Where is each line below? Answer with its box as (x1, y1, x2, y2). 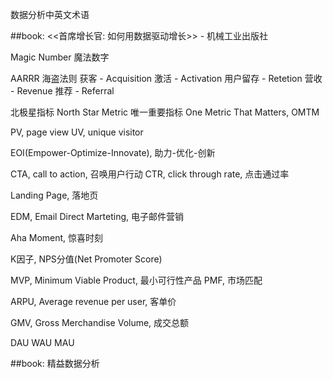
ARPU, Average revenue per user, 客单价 (10, 296, 177, 307)
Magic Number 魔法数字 (10, 51, 110, 63)
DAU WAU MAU (10, 337, 75, 348)
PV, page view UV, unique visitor (10, 126, 144, 138)
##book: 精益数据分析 (10, 358, 100, 369)
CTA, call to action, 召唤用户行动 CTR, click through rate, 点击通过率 (10, 168, 290, 180)
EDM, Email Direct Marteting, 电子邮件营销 (10, 211, 185, 222)
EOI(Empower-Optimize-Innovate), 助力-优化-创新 (10, 147, 216, 158)
